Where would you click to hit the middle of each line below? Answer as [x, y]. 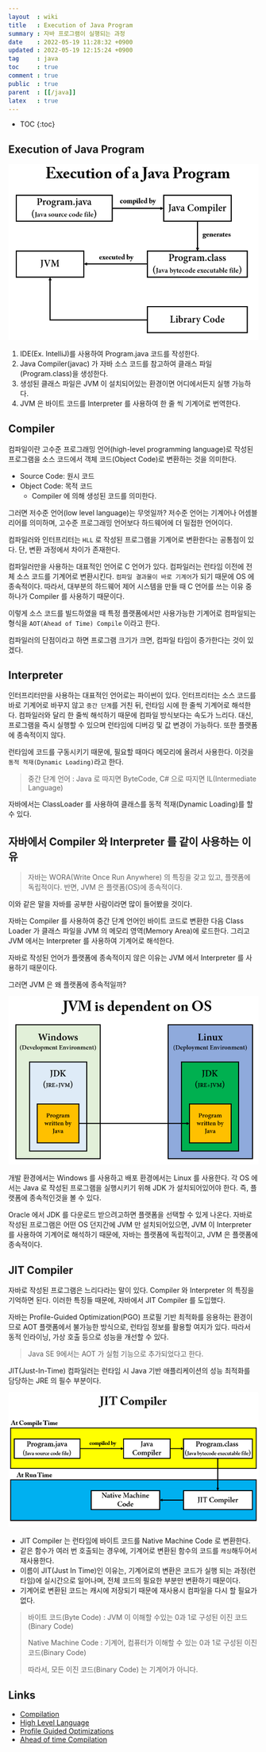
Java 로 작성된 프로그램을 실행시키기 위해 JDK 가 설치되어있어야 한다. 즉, [135, 1188]
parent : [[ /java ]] [42, 92]
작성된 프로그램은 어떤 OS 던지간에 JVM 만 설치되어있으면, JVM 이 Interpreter [130, 1225]
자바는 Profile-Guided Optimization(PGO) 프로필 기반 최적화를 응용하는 [120, 1317]
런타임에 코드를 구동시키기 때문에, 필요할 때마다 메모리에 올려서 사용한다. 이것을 [131, 752]
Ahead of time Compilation [63, 1740]
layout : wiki [33, 17]
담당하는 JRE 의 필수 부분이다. [55, 1381]
